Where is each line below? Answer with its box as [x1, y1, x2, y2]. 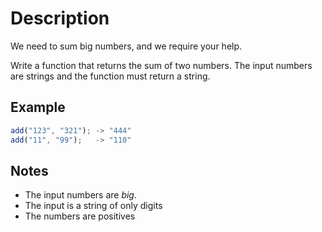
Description [10, 7, 110, 30]
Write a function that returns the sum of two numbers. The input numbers [10, 59, 313, 71]
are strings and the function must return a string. [10, 70, 211, 82]
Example [10, 99, 66, 116]
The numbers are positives [24, 210, 136, 222]
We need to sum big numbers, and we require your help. [10, 40, 243, 52]
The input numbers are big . [24, 189, 137, 201]
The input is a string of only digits [24, 200, 163, 212]
